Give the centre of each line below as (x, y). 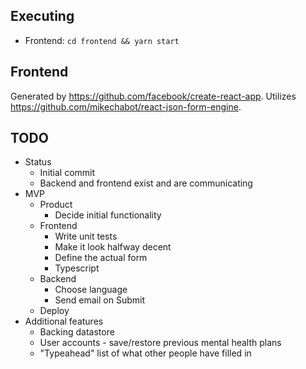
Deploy (54, 311)
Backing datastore (77, 332)
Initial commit (67, 173)
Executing (42, 16)
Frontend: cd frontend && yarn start (102, 40)
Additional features (64, 321)
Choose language (91, 290)
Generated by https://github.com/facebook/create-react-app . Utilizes (153, 96)
